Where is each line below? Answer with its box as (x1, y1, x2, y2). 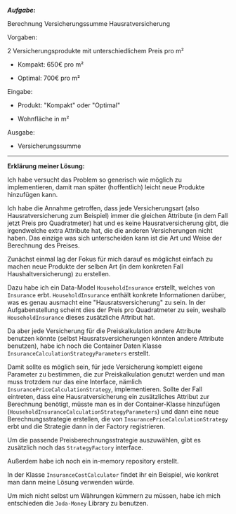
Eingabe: (7, 88, 33, 95)
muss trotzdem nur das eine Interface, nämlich (7, 378, 143, 386)
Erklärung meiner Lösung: (7, 162, 86, 170)
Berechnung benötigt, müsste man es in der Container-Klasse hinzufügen (7, 400, 221, 408)
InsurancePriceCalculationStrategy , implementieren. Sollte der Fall (7, 385, 202, 393)
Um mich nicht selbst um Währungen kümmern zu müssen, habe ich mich (7, 492, 221, 500)
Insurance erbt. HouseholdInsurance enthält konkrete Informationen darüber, (7, 291, 226, 299)
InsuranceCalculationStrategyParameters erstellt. (7, 349, 151, 357)
